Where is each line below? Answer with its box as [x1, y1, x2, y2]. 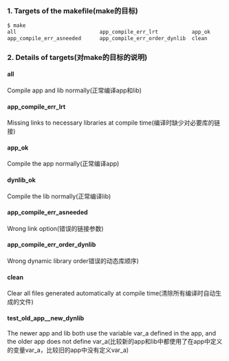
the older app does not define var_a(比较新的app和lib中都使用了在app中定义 [7, 338, 223, 346]
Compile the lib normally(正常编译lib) [7, 192, 111, 200]
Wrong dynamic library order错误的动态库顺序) [7, 257, 140, 265]
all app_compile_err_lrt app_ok [7, 29, 211, 36]
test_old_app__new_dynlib [7, 313, 85, 322]
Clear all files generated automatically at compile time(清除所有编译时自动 [7, 289, 216, 298]
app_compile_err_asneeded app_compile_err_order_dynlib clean [7, 35, 208, 42]
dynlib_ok [7, 176, 36, 184]
